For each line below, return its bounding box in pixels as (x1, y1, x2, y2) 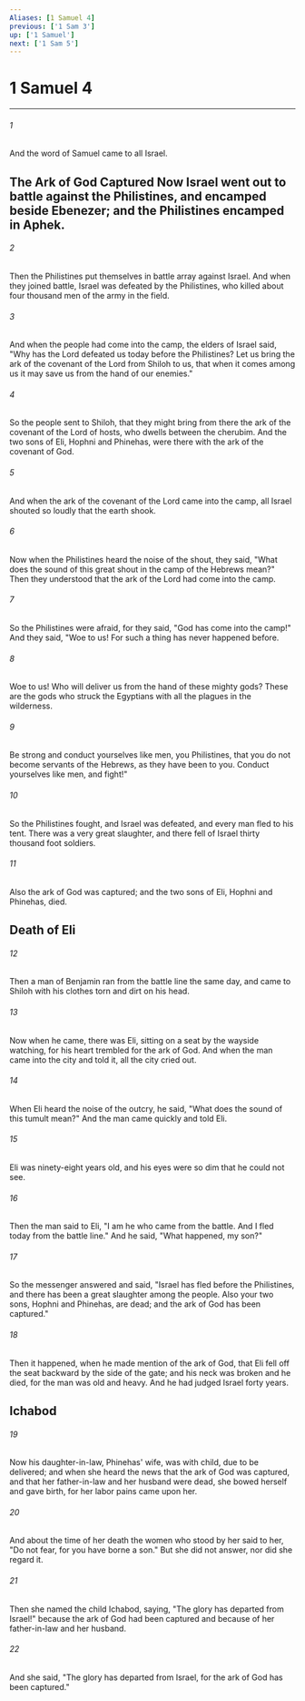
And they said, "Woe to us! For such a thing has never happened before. (9, 632, 280, 643)
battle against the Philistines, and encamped (9, 188, 267, 204)
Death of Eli (9, 922, 76, 938)
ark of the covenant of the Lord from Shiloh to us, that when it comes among (9, 359, 296, 370)
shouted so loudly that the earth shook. (9, 504, 156, 515)
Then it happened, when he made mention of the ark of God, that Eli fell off (9, 1358, 290, 1369)
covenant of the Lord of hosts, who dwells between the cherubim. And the (9, 427, 288, 438)
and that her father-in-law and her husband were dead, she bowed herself (9, 1476, 288, 1487)
